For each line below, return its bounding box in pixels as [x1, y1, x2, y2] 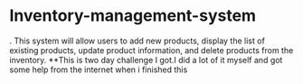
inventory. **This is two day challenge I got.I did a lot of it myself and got [9, 54, 283, 65]
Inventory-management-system [9, 5, 256, 26]
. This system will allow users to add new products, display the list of [9, 35, 265, 46]
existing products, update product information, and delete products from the [9, 44, 294, 55]
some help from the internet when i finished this [9, 64, 188, 75]
